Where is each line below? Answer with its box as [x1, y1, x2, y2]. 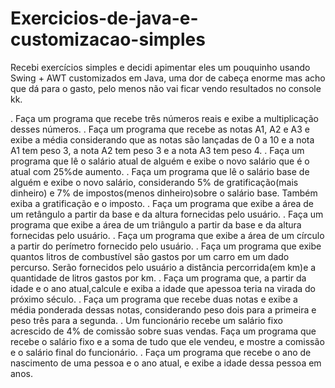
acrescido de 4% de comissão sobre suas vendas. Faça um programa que [10, 325, 317, 337]
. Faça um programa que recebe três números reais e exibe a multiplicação [10, 112, 319, 124]
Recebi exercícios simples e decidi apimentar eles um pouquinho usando [10, 61, 311, 73]
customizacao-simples [10, 28, 206, 51]
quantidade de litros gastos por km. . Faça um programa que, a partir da [10, 272, 307, 284]
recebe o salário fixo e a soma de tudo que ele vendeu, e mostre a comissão [10, 335, 325, 347]
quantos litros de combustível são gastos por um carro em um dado [10, 250, 290, 262]
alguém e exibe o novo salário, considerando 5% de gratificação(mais [10, 176, 299, 188]
